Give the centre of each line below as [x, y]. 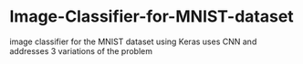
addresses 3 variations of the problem [81, 50]
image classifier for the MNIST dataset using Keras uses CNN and [133, 41]
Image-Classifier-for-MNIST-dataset [151, 17]
